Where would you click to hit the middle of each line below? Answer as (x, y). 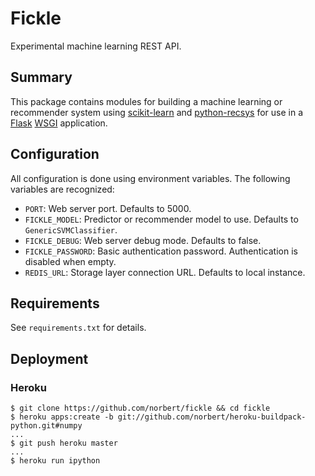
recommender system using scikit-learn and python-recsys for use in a (157, 112)
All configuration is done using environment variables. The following (150, 178)
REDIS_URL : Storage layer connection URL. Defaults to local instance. (165, 272)
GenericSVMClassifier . (71, 229)
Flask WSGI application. (59, 123)
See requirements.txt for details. (78, 328)
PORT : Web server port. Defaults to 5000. (108, 208)
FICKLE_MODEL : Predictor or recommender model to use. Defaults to (161, 219)
